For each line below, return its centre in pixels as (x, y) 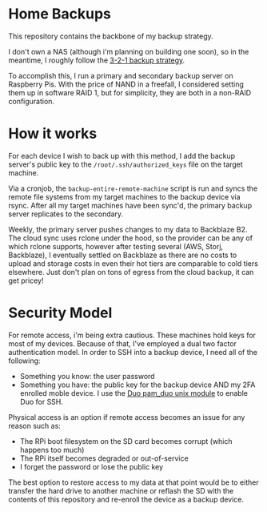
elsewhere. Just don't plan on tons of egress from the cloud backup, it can (131, 272)
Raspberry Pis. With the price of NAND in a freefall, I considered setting (126, 84)
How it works (53, 134)
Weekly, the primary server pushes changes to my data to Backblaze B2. (128, 229)
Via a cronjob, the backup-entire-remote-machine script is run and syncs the (133, 188)
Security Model (60, 313)
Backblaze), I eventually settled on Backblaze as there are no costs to (123, 255)
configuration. (31, 101)
